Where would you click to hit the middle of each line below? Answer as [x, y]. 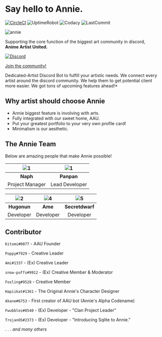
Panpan [69, 176]
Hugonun [19, 207]
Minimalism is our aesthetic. [40, 129]
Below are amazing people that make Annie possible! [58, 156]
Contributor [23, 232]
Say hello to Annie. [44, 9]
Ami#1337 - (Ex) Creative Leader [37, 263]
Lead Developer [69, 184]
